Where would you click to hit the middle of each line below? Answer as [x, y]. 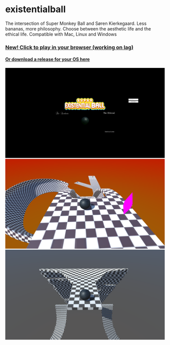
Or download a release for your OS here [48, 59]
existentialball [35, 9]
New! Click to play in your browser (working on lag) [69, 47]
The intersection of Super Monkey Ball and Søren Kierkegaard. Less [76, 23]
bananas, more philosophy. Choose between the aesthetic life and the [78, 28]
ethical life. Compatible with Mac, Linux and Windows [61, 34]
